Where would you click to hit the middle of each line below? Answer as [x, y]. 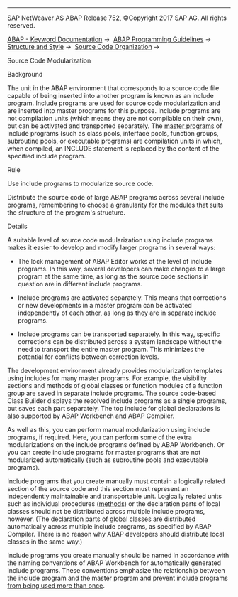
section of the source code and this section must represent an [98, 489]
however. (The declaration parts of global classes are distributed [102, 519]
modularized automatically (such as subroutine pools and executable [108, 460]
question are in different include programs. [80, 284]
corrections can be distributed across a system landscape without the [119, 341]
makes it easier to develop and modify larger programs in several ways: [112, 247]
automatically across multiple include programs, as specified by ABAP [109, 526]
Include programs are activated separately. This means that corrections [122, 298]
